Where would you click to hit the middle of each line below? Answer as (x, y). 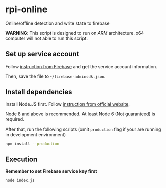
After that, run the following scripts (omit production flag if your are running (83, 129)
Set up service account (42, 54)
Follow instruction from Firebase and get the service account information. (81, 66)
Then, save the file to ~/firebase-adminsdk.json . (55, 76)
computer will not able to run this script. (47, 38)
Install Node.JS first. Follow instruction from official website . (67, 104)
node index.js (20, 181)
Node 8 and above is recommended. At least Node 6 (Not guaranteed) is (80, 114)
